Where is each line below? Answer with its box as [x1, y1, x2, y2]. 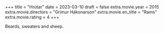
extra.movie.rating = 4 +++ [5, 14, 60, 20]
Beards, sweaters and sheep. [5, 23, 64, 29]
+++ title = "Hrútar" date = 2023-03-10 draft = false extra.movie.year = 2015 [5, 4, 159, 10]
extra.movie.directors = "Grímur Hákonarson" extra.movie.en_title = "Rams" [5, 9, 157, 15]
